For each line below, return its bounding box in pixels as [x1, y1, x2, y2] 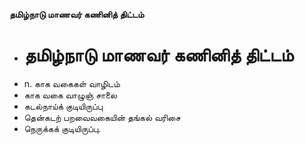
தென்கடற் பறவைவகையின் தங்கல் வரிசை [23, 111, 181, 123]
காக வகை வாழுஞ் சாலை [23, 89, 117, 101]
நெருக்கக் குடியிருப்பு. [23, 122, 102, 134]
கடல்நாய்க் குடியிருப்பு [23, 100, 103, 112]
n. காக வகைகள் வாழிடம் [23, 77, 121, 89]
